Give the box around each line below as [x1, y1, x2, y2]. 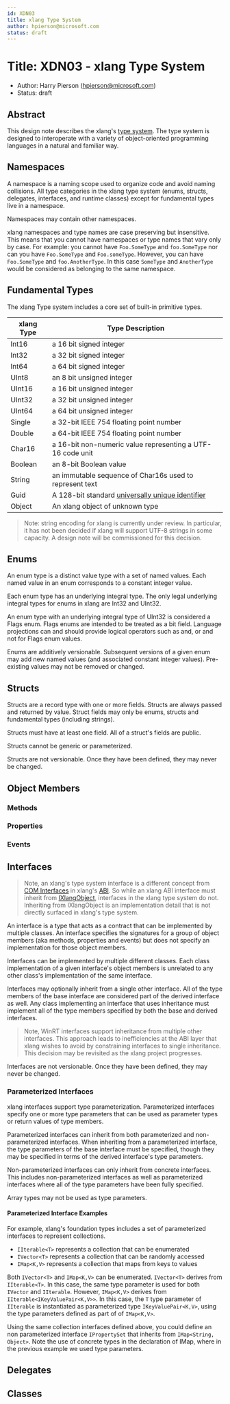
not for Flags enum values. [7, 634, 82, 643]
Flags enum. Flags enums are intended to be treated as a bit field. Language [7, 620, 222, 628]
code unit [62, 448, 94, 457]
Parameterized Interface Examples [7, 1209, 108, 1217]
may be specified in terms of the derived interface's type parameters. [7, 1152, 203, 1160]
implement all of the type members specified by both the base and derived [7, 1006, 218, 1015]
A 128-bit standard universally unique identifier [52, 490, 206, 500]
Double [10, 428, 34, 438]
